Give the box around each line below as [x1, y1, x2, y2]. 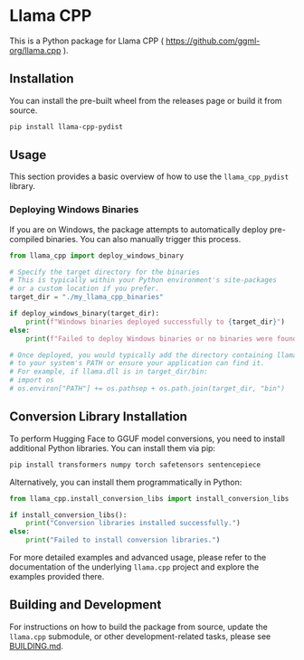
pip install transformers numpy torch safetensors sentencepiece [9, 460, 261, 469]
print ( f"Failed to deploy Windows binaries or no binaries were [25, 334, 273, 344]
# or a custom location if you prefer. [9, 284, 160, 294]
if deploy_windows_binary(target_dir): [9, 309, 160, 318]
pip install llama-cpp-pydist [9, 122, 124, 131]
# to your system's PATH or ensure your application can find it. [9, 359, 265, 368]
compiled [9, 233, 44, 244]
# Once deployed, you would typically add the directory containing [9, 350, 273, 360]
